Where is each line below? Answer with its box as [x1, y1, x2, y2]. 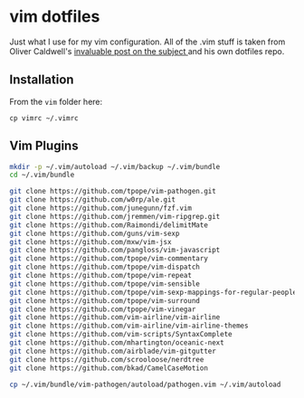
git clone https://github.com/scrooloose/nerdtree [9, 355, 204, 364]
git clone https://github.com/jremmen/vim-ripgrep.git [9, 212, 221, 221]
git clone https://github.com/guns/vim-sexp [9, 229, 180, 238]
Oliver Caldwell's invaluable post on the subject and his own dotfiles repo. [9, 45, 285, 56]
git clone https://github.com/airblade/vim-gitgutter [9, 346, 217, 355]
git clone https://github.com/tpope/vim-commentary [9, 254, 208, 263]
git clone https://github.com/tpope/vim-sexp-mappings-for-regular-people [9, 288, 298, 297]
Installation [9, 72, 74, 88]
